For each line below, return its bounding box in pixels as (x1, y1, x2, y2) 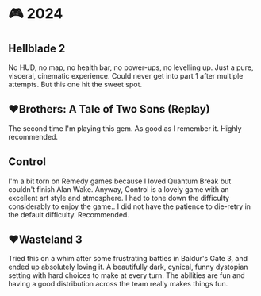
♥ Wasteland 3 (8, 233, 83, 247)
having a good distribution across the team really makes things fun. (8, 279, 228, 289)
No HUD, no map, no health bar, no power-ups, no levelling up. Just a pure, (8, 63, 254, 72)
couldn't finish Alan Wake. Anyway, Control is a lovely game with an (8, 184, 229, 194)
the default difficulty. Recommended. (8, 210, 129, 219)
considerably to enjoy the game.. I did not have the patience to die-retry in (8, 202, 251, 211)
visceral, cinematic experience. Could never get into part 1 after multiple (8, 71, 244, 80)
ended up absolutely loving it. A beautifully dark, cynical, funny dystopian (8, 262, 248, 272)
